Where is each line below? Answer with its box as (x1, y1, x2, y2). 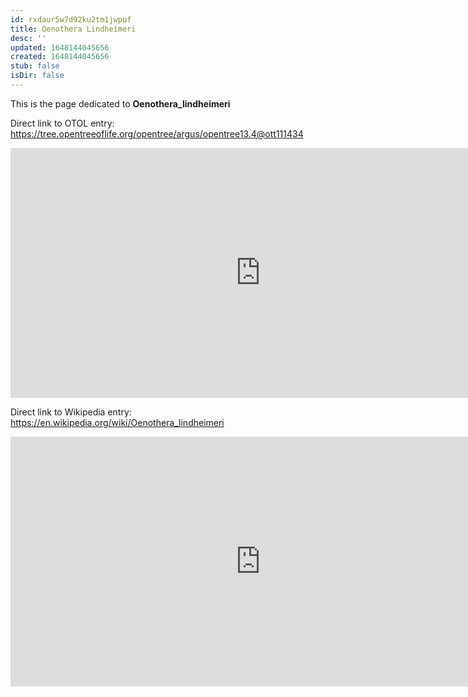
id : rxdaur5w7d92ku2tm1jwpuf (10, 14, 132, 25)
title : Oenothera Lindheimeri (10, 24, 137, 34)
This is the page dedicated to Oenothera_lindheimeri (10, 97, 231, 110)
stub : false (10, 61, 60, 71)
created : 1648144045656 (10, 52, 110, 62)
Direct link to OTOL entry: (10, 117, 115, 129)
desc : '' (10, 33, 47, 43)
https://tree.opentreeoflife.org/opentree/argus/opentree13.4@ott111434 (10, 127, 304, 140)
